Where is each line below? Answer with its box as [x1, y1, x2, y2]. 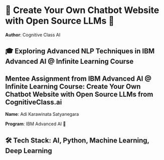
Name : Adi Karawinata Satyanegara [5, 111, 79, 117]
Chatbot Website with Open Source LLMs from [5, 90, 153, 98]
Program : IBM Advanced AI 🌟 [5, 121, 66, 127]
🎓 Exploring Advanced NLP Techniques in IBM [5, 47, 155, 56]
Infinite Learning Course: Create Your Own [5, 82, 141, 91]
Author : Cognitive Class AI [5, 32, 61, 38]
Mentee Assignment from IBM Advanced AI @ [5, 74, 152, 83]
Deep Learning [5, 146, 52, 155]
